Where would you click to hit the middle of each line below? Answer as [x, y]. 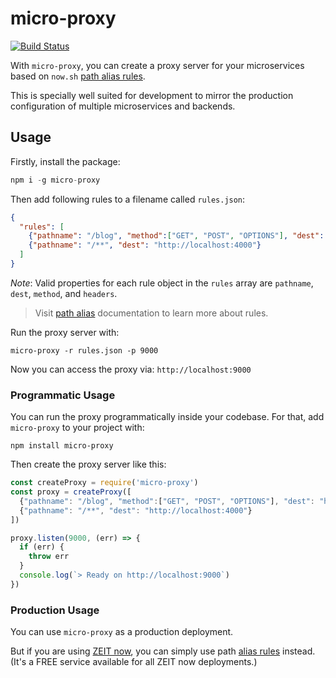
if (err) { [42, 547]
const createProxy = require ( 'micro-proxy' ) [104, 483]
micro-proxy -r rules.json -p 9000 [84, 350]
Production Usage [55, 610]
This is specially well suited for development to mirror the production [152, 95]
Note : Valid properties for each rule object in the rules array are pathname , [162, 283]
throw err [49, 557]
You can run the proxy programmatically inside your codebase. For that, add [167, 417]
